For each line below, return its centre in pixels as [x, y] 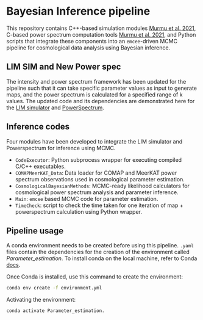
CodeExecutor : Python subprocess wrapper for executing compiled [98, 159]
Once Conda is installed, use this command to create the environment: [94, 277]
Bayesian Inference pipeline [78, 11]
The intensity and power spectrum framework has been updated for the [96, 81]
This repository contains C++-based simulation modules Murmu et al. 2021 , [101, 28]
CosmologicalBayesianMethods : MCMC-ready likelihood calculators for [102, 186]
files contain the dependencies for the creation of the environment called [98, 252]
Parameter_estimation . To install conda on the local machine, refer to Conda [102, 258]
